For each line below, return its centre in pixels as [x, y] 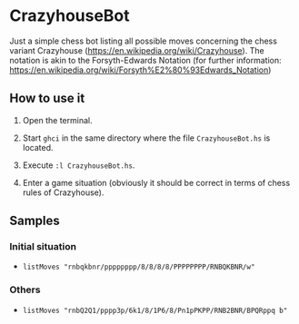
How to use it [47, 98]
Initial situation [43, 247]
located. [38, 147]
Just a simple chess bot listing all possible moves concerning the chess [143, 41]
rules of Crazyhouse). [63, 192]
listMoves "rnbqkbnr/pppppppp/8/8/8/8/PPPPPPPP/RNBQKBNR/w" [139, 267]
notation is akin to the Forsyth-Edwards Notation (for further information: [145, 60]
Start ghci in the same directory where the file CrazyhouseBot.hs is [146, 138]
